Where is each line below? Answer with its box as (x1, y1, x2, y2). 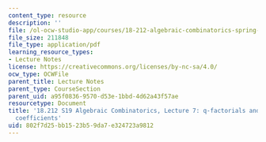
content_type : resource (8, 11, 87, 20)
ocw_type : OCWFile (8, 70, 69, 78)
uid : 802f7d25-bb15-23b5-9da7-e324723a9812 (8, 121, 154, 129)
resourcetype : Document (8, 99, 87, 107)
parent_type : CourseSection (8, 84, 101, 93)
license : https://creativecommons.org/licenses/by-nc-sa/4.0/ (8, 63, 218, 71)
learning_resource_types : (8, 48, 93, 56)
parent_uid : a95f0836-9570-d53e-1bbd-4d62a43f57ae (8, 92, 179, 100)
